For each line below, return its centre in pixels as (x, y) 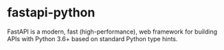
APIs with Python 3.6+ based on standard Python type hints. (92, 38)
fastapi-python (51, 13)
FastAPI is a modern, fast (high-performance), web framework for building (112, 32)
